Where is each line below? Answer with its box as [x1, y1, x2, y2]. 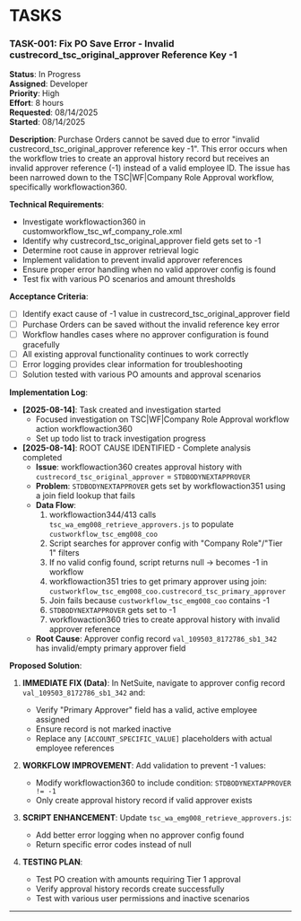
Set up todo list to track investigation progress [35, 433, 206, 443]
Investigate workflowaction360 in [21, 216, 146, 227]
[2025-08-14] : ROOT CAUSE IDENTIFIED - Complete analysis [21, 442, 251, 453]
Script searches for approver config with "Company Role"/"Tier [48, 538, 283, 548]
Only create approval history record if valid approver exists [35, 794, 253, 805]
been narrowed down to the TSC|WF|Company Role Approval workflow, [9, 172, 275, 183]
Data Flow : [35, 499, 76, 510]
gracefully [21, 338, 60, 350]
